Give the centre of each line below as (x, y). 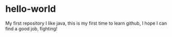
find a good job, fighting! (31, 28)
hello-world (31, 9)
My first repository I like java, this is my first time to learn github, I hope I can (86, 23)
